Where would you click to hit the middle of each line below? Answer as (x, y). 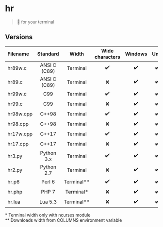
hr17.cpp (18, 144)
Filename (18, 54)
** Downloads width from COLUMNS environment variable (64, 220)
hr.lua (14, 202)
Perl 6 (48, 182)
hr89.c (15, 82)
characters (107, 57)
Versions (19, 37)
